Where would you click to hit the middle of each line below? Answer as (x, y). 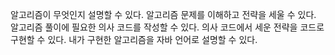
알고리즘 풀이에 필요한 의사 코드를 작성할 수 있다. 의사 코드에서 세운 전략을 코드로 (167, 27)
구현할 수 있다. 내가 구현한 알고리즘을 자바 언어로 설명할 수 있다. (134, 39)
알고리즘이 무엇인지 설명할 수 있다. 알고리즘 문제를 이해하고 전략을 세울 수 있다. (163, 14)
